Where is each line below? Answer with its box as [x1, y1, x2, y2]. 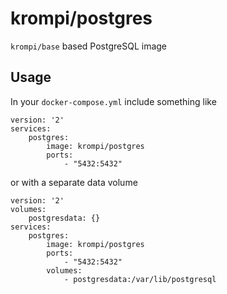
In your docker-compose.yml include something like [10, 95, 217, 107]
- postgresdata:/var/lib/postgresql [63, 274, 217, 284]
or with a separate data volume [10, 176, 138, 188]
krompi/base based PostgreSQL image [10, 40, 168, 52]
